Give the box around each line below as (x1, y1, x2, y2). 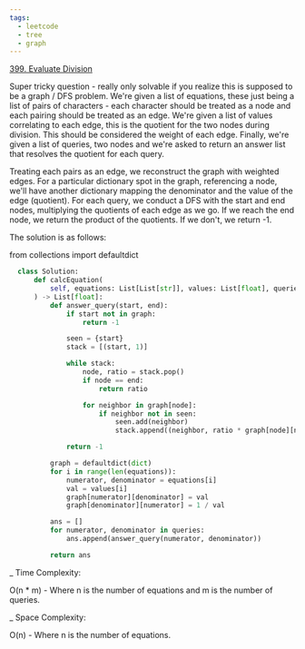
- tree (17, 30, 43, 39)
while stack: (66, 359, 116, 369)
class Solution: (17, 267, 79, 277)
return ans (49, 550, 92, 559)
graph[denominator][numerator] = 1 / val (66, 501, 225, 510)
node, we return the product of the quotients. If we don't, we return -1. (9, 214, 272, 225)
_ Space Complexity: (9, 612, 86, 623)
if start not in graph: (66, 310, 156, 319)
